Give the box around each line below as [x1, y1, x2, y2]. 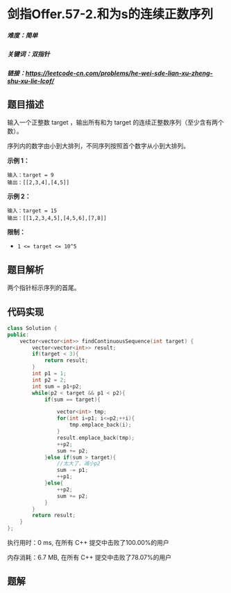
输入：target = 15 [7, 207, 58, 214]
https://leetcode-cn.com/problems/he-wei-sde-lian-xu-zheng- [25, 69, 213, 77]
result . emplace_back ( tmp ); [56, 434, 135, 441]
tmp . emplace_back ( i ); [69, 422, 132, 429]
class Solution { [7, 324, 58, 331]
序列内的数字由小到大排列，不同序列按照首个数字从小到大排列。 [7, 142, 189, 150]
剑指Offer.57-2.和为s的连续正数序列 [7, 6, 214, 22]
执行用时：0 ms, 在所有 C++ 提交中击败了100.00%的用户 [7, 539, 170, 547]
